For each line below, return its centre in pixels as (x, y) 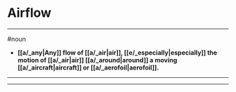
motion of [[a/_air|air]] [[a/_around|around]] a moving (97, 60)
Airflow (29, 13)
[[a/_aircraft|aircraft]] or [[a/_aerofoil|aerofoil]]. (88, 67)
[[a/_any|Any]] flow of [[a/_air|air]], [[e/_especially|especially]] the (117, 52)
